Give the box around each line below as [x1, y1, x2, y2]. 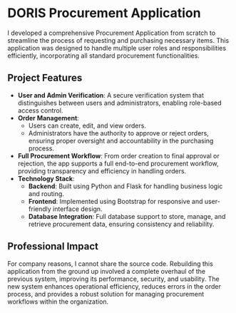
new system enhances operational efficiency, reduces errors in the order [7, 282, 221, 290]
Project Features [7, 72, 83, 84]
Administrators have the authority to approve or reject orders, [28, 128, 209, 137]
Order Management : [17, 113, 80, 122]
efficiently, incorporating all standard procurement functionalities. [7, 51, 200, 60]
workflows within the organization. [7, 297, 109, 306]
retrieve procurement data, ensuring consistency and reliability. [28, 220, 215, 228]
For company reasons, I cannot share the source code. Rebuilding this [7, 259, 214, 268]
